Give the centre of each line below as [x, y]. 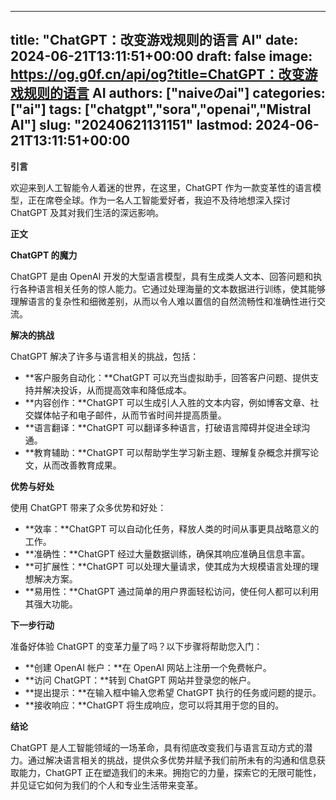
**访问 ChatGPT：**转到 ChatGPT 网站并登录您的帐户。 [140, 680]
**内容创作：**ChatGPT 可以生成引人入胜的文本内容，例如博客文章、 [167, 402]
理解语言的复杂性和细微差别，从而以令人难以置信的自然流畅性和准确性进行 [163, 301]
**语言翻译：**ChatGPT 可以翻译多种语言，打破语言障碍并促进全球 [163, 427]
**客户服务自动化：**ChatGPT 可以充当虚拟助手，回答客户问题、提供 [167, 377]
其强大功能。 [51, 603]
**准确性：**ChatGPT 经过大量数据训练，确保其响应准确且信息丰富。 [167, 553]
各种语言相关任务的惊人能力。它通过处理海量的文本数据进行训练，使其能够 [172, 288]
